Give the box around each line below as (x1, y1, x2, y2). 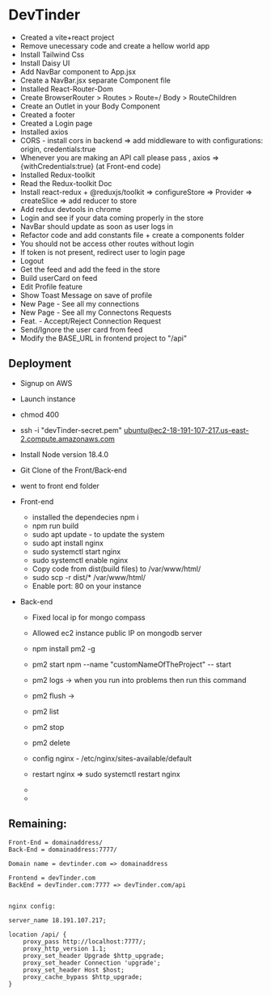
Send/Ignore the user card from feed (19, 324, 143, 334)
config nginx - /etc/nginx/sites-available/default (32, 753, 193, 763)
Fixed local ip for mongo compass (32, 612, 146, 622)
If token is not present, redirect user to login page (19, 247, 186, 256)
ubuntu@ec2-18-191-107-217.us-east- (124, 425, 249, 434)
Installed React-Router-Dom (19, 83, 113, 94)
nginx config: (8, 902, 57, 910)
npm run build (32, 520, 79, 531)
